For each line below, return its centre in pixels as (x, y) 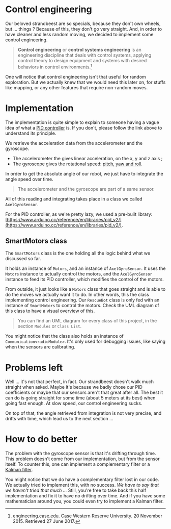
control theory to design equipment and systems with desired (82, 60)
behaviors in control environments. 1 (55, 66)
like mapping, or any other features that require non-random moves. (77, 87)
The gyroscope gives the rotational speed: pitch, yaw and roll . (77, 164)
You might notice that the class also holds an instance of (64, 336)
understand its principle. (31, 133)
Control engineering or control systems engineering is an (79, 49)
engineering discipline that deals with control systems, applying (84, 55)
